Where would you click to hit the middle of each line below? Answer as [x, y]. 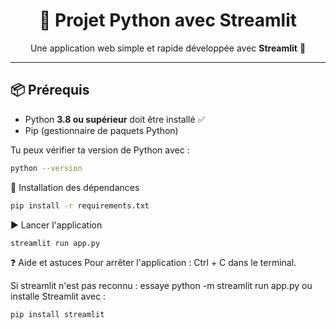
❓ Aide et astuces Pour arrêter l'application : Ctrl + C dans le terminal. [153, 263]
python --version [46, 168]
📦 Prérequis [50, 90]
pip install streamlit [57, 315]
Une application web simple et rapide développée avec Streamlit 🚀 [168, 48]
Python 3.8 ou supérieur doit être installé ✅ [115, 119]
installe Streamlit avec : [58, 296]
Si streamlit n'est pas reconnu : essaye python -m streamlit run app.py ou [161, 286]
